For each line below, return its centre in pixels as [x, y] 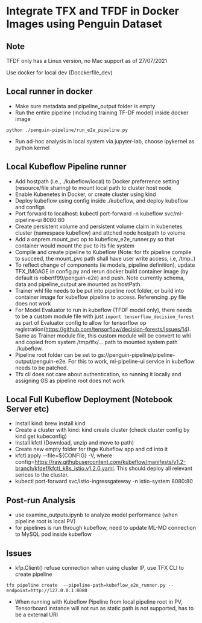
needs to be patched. [41, 368]
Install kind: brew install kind [50, 423]
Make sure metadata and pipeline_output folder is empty [85, 106]
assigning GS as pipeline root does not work [70, 380]
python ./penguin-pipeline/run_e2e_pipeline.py [67, 130]
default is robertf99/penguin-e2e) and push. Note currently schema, [100, 278]
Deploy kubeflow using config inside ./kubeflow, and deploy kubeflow [102, 200]
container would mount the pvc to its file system [74, 246]
